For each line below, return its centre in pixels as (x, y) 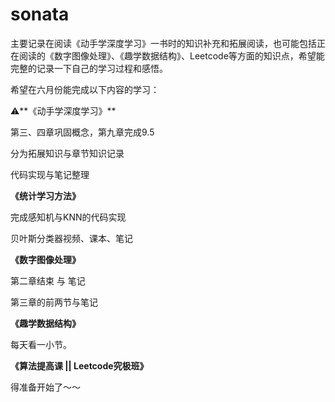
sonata (40, 14)
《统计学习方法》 (45, 195)
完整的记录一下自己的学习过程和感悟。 (89, 68)
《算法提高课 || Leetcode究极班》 (79, 365)
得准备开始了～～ (45, 387)
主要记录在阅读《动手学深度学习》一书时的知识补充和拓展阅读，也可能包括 (163, 43)
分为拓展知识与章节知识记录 (67, 153)
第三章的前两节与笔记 (54, 302)
